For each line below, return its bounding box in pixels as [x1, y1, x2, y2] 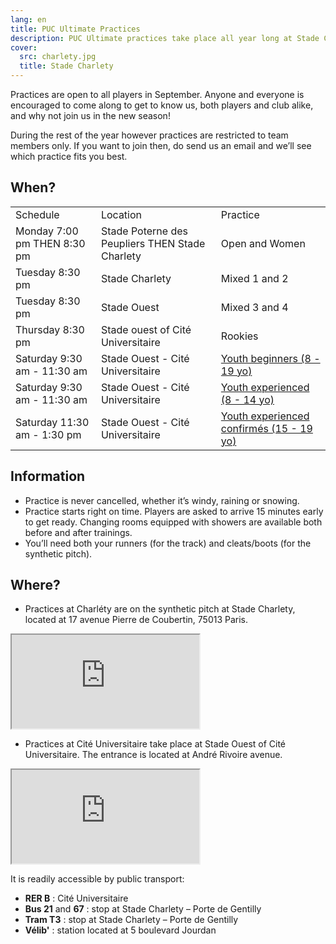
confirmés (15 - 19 [220, 421, 313, 435]
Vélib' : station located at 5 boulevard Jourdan [24, 924, 217, 936]
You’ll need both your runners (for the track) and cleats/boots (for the [24, 537, 312, 549]
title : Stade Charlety [19, 61, 114, 71]
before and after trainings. [24, 526, 133, 538]
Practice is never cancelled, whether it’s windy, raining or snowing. [24, 494, 300, 506]
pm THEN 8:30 [15, 236, 86, 250]
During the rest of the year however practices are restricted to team [10, 129, 289, 141]
